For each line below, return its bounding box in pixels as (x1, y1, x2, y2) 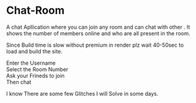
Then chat (6, 78, 32, 86)
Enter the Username (6, 59, 56, 66)
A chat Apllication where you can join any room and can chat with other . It (6, 23, 191, 31)
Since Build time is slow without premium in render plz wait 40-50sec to (6, 41, 184, 49)
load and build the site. (6, 47, 63, 54)
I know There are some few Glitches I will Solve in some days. (6, 90, 159, 97)
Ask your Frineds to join (6, 72, 65, 79)
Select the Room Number (6, 65, 69, 72)
